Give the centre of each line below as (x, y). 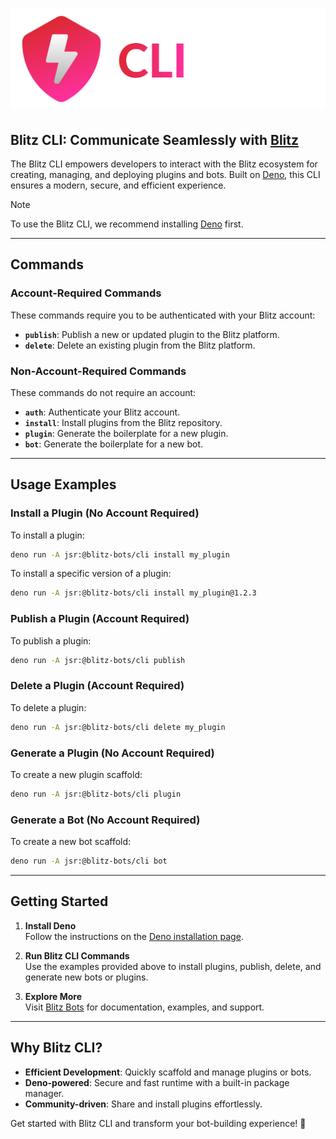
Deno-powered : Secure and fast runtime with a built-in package (157, 1082)
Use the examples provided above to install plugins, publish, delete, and (173, 966)
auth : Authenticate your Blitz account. (102, 412)
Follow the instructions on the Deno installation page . (134, 936)
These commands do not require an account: (103, 392)
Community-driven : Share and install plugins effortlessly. (143, 1104)
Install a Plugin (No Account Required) (105, 513)
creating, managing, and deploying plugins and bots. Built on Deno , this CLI (165, 174)
